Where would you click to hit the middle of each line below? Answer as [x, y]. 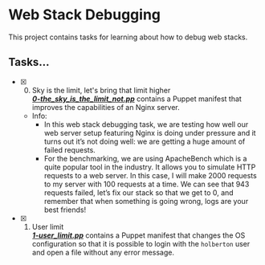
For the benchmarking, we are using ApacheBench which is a [145, 158]
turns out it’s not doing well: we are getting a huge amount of [145, 141]
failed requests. [70, 149]
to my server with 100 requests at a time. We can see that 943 [147, 184]
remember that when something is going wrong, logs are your [146, 201]
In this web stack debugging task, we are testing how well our [146, 124]
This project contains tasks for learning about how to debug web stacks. [128, 37]
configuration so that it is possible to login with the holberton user [141, 243]
